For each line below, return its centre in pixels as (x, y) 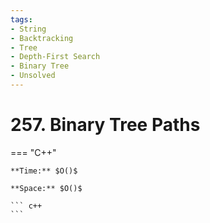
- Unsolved (33, 76)
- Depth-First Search (55, 57)
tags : (21, 19)
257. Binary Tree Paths (105, 125)
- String (28, 29)
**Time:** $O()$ (44, 171)
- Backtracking (42, 38)
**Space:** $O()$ (46, 188)
